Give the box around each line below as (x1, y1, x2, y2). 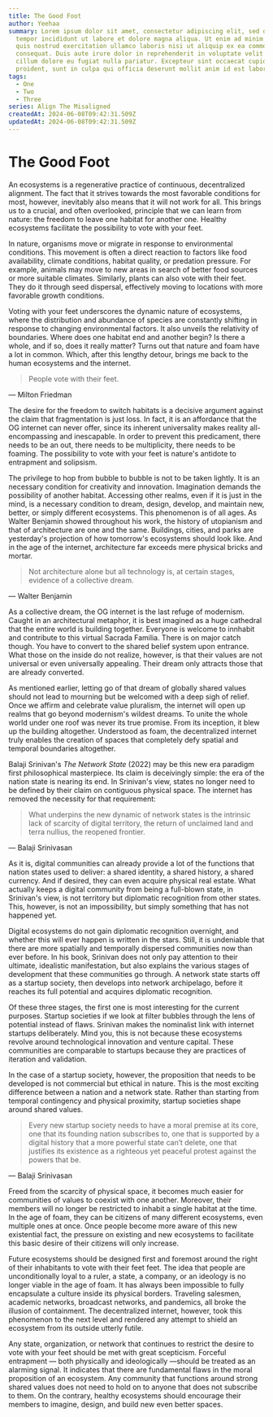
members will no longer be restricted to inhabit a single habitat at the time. (8, 1203, 258, 1213)
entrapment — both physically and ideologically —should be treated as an (8, 1356, 256, 1366)
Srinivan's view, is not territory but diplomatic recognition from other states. (8, 892, 262, 903)
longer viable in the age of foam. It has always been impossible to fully (8, 1280, 245, 1289)
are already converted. (8, 667, 84, 677)
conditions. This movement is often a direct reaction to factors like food (8, 247, 248, 257)
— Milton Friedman (8, 390, 72, 399)
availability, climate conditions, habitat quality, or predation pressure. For (8, 255, 252, 265)
